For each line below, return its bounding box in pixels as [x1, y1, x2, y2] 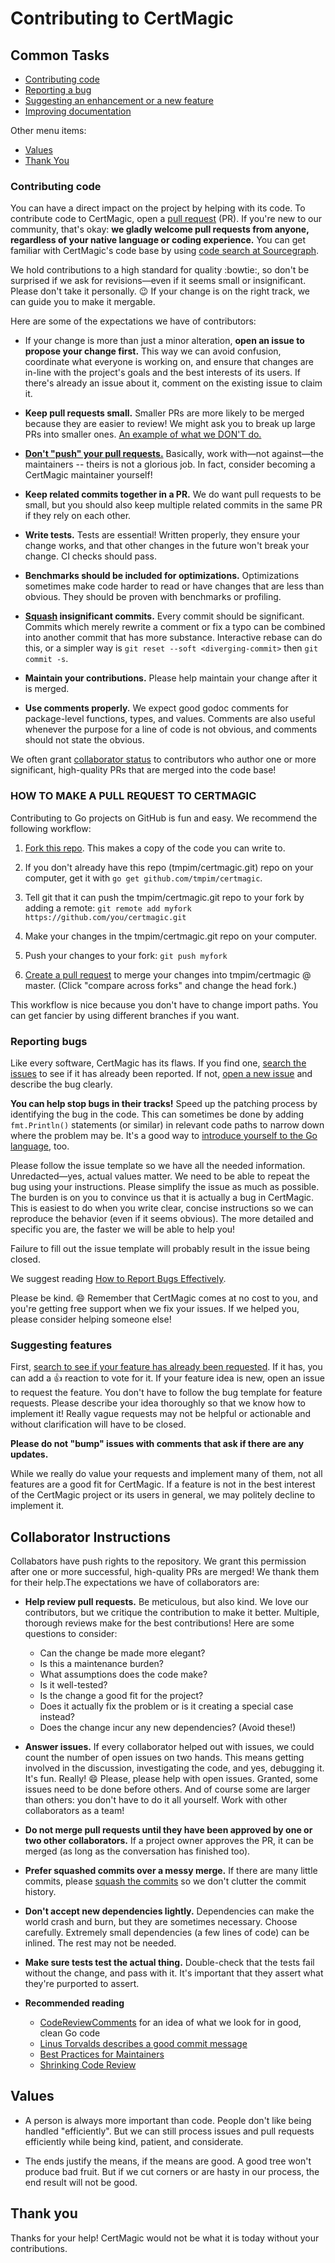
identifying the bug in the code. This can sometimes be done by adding [10, 1108, 305, 1120]
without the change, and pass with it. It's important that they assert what [24, 1967, 324, 1979]
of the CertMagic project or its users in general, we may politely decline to [10, 1489, 316, 1501]
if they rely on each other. [24, 510, 132, 522]
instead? [39, 1711, 75, 1722]
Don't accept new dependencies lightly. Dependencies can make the [24, 1905, 315, 1917]
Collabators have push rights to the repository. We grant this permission [10, 1555, 307, 1567]
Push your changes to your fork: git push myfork [24, 949, 228, 961]
